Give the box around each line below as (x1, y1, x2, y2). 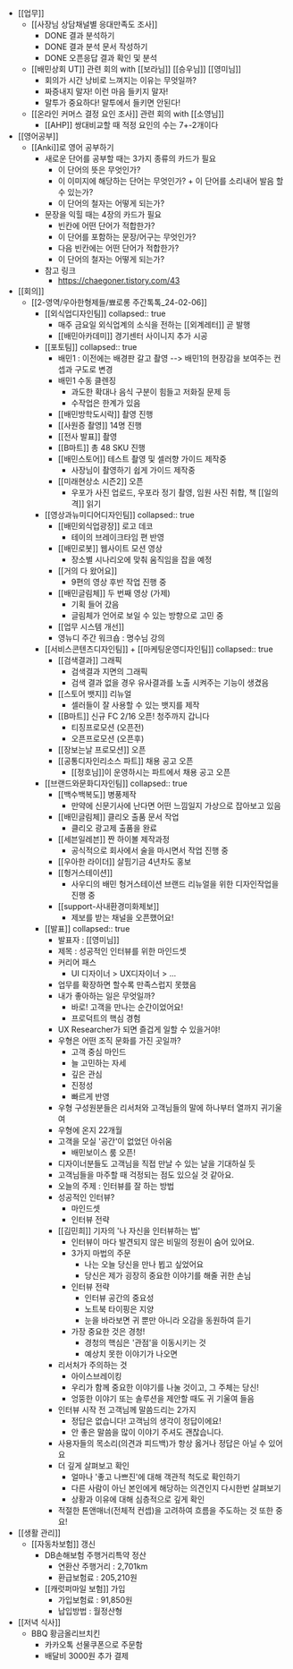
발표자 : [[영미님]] (57, 934, 120, 945)
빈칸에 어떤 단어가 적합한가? (57, 220, 155, 231)
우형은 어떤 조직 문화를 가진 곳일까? (57, 1035, 181, 1045)
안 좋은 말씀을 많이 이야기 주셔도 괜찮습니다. (71, 1426, 224, 1437)
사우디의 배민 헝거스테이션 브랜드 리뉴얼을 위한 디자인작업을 (71, 879, 280, 889)
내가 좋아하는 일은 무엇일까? (57, 991, 155, 1001)
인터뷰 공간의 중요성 (84, 1292, 155, 1303)
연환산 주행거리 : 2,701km (57, 1561, 148, 1571)
